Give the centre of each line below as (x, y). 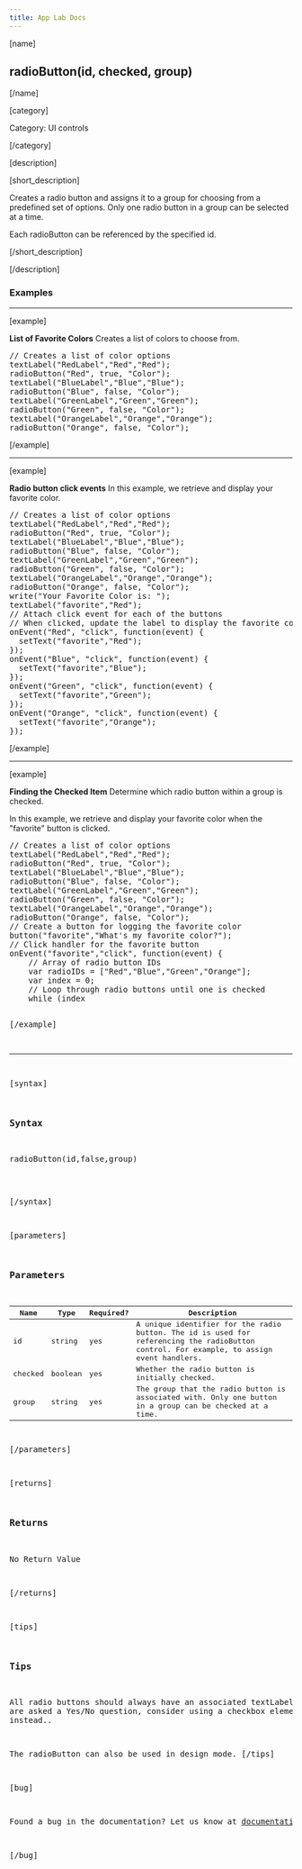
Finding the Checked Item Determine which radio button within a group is (146, 791)
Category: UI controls (49, 128)
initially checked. (176, 1378)
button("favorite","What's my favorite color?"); (121, 935)
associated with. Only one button (206, 1397)
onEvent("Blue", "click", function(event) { (109, 659)
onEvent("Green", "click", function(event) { (111, 686)
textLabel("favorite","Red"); (76, 605)
